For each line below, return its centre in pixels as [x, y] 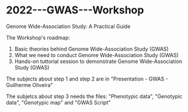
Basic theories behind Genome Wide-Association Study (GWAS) [92, 49]
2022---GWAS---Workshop [75, 10]
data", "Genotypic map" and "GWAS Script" [58, 102]
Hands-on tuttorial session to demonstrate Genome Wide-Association [98, 61]
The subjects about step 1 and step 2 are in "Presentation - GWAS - [87, 79]
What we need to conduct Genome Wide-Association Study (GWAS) [97, 55]
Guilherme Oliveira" [30, 85]
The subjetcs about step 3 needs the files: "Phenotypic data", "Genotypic [94, 96]
